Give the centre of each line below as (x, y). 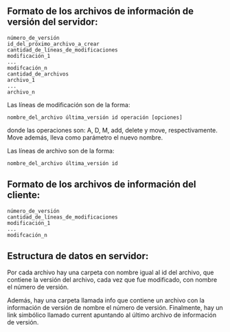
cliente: (24, 195)
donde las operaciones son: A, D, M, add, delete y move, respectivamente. (113, 130)
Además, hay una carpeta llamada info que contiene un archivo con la (106, 300)
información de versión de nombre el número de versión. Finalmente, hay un (115, 308)
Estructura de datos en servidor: (78, 256)
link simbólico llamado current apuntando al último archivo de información (112, 315)
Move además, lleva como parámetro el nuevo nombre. (85, 137)
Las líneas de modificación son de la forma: (69, 104)
